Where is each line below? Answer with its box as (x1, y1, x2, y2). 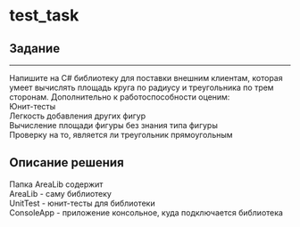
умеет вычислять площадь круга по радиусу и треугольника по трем (9, 82, 274, 93)
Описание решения (9, 155, 125, 170)
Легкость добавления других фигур (9, 110, 146, 121)
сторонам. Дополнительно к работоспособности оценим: (9, 92, 230, 102)
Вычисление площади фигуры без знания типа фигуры (9, 120, 219, 130)
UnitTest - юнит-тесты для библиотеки (9, 198, 155, 208)
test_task (9, 5, 79, 26)
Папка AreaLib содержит (9, 179, 104, 190)
